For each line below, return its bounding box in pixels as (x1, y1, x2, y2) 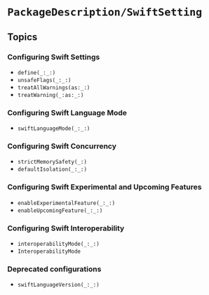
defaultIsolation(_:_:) (17, 166, 88, 173)
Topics (7, 31, 38, 43)
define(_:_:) (17, 69, 56, 76)
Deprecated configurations (7, 264, 102, 274)
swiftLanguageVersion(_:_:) (17, 282, 100, 289)
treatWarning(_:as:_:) (17, 91, 84, 98)
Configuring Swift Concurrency (7, 141, 117, 151)
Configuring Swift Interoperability (7, 223, 125, 233)
